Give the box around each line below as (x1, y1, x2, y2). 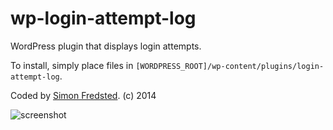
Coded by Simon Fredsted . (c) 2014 (10, 89, 157, 101)
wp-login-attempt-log (10, 7, 197, 30)
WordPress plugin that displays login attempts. (10, 40, 202, 52)
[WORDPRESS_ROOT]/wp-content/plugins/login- (135, 61, 325, 71)
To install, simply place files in (10, 59, 134, 71)
